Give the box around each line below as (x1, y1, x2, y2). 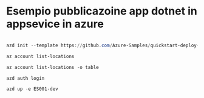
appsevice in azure (6, 17, 104, 31)
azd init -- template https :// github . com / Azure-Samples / (6, 42, 151, 48)
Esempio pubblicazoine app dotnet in (6, 4, 197, 18)
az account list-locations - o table (6, 64, 99, 70)
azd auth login (6, 75, 45, 81)
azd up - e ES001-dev (6, 86, 59, 92)
